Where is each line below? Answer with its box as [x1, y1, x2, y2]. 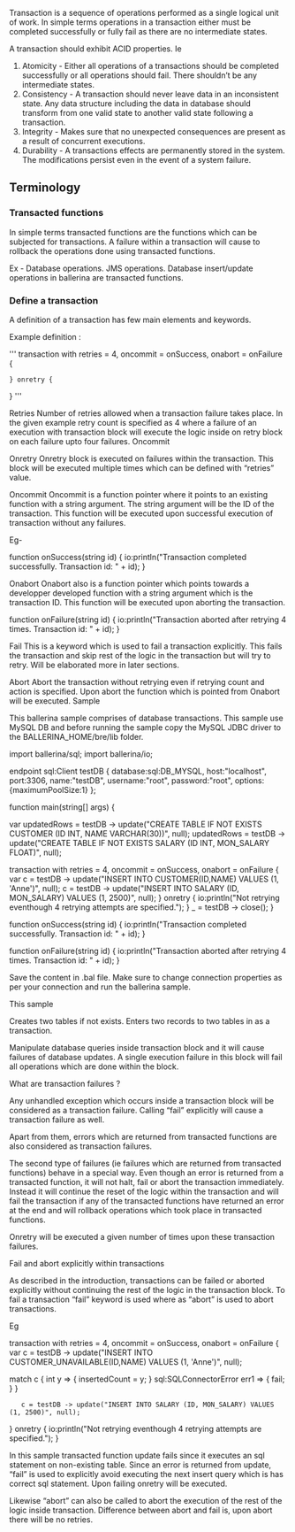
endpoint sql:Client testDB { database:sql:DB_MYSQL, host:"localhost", [9, 766, 267, 776]
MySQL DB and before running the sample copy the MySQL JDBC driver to [9, 721, 281, 733]
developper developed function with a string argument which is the [9, 588, 253, 598]
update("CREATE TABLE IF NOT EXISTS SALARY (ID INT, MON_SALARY [9, 837, 270, 848]
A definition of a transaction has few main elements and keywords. [9, 314, 252, 325]
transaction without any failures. [9, 517, 126, 527]
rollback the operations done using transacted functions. [9, 245, 216, 256]
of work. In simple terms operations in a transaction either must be [9, 17, 252, 27]
